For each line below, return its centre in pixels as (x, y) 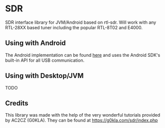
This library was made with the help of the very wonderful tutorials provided (82, 115)
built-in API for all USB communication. (45, 60)
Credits (17, 103)
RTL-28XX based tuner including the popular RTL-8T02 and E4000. (74, 27)
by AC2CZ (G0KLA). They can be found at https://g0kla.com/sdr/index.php (82, 120)
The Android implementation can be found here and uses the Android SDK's (83, 55)
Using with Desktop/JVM (45, 76)
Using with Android (35, 43)
